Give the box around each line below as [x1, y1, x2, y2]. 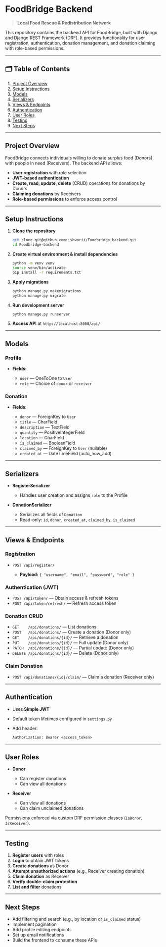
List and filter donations [12, 884, 62, 890]
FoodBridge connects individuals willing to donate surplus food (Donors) [5, 155, 153, 160]
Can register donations [19, 776, 67, 782]
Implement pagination [12, 921, 57, 927]
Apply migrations [12, 279, 49, 285]
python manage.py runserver [12, 312, 70, 316]
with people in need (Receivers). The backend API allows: [5, 160, 123, 166]
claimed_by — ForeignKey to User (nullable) [19, 445, 107, 451]
